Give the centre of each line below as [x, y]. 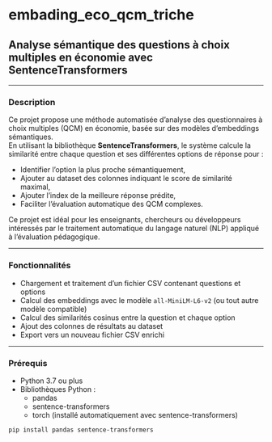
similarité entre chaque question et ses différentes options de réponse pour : [136, 154]
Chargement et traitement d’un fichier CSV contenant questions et [130, 283]
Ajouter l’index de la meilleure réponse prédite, [98, 196]
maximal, [35, 187]
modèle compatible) [53, 309]
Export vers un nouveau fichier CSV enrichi [92, 335]
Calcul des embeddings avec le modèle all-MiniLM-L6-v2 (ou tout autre [139, 300]
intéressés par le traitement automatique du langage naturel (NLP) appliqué [134, 229]
